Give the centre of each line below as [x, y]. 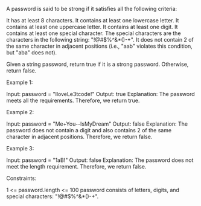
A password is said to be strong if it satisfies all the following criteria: [92, 9]
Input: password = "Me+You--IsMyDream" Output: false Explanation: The [97, 124]
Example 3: [20, 148]
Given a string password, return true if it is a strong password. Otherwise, [97, 64]
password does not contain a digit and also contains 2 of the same [89, 130]
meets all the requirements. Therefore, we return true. [73, 100]
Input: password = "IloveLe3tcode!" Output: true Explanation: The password [101, 94]
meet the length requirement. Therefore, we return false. [76, 166]
